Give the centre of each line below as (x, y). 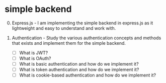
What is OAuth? (35, 58)
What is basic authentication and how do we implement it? (79, 64)
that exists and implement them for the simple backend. (69, 43)
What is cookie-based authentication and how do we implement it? (87, 75)
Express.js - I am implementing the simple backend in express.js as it (83, 23)
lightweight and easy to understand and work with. (64, 28)
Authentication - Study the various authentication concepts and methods (86, 38)
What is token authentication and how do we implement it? (79, 70)
